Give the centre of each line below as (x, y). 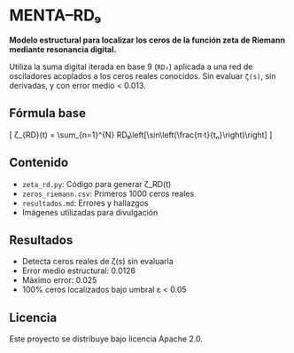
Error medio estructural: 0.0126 (78, 271)
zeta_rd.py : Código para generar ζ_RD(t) (97, 184)
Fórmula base (48, 113)
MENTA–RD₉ (55, 16)
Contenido (39, 163)
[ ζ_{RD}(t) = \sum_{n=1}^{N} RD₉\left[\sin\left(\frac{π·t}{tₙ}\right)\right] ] (141, 135)
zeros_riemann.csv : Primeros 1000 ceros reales (108, 193)
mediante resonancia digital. (63, 49)
